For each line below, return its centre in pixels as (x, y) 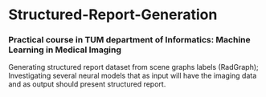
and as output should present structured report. (87, 84)
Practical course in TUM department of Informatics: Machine (129, 40)
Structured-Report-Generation (113, 15)
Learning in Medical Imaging (65, 50)
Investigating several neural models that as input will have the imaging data (133, 76)
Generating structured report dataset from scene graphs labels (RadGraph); (133, 67)
